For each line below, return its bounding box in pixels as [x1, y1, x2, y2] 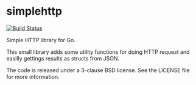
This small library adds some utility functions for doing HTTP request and [6, 48, 190, 56]
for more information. [6, 73, 60, 80]
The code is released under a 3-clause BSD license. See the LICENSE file [6, 66, 190, 74]
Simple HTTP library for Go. [6, 36, 76, 43]
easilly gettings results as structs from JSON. [6, 54, 120, 62]
